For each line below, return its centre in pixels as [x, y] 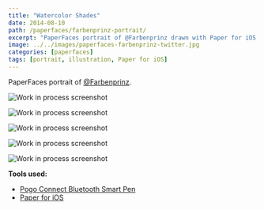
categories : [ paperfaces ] [51, 52]
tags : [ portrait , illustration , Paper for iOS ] [88, 60]
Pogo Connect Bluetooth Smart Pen [77, 189]
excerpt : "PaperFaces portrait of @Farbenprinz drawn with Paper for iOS [132, 37]
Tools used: [28, 174]
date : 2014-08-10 [37, 23]
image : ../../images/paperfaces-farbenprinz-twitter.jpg [104, 45]
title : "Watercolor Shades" [55, 15]
